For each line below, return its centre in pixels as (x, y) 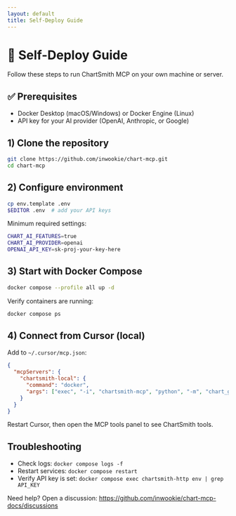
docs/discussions (33, 505)
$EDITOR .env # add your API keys (59, 210)
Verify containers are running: (50, 301)
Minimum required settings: (47, 224)
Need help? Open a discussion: (52, 498)
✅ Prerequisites (42, 97)
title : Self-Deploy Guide (45, 20)
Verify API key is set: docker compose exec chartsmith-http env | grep (120, 479)
